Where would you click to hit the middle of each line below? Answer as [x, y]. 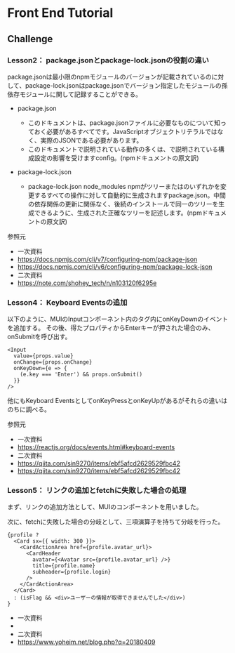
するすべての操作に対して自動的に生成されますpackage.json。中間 [130, 195]
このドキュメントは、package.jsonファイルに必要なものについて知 [124, 123]
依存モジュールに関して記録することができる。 [75, 94]
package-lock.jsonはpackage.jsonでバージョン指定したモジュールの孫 [126, 85]
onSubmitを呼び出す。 [39, 337]
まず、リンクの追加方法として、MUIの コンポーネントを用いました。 [105, 507]
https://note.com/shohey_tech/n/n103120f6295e [87, 283]
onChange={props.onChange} [53, 362]
